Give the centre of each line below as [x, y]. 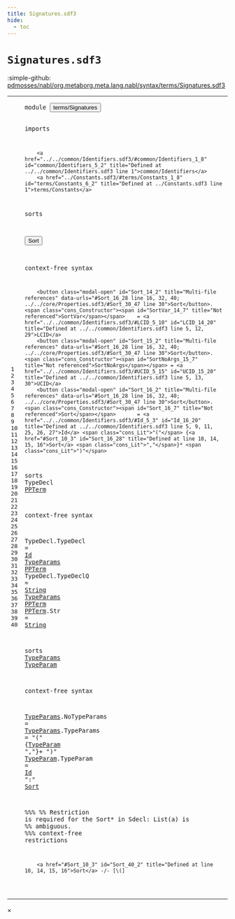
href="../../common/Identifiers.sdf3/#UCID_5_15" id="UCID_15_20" [120, 372]
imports [37, 129]
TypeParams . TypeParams [62, 730]
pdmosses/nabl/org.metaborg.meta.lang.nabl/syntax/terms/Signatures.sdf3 [116, 85]
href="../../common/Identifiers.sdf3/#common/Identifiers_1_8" [116, 159]
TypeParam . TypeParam [58, 758]
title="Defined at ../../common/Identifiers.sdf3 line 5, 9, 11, [119, 427]
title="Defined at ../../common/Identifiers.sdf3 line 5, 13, [114, 378]
